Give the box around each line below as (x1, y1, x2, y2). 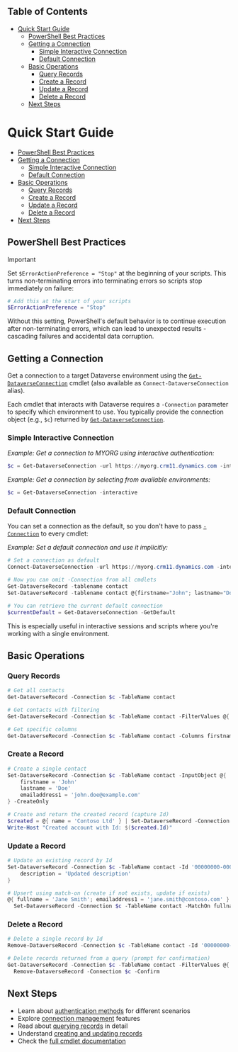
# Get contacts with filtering (7, 706, 100, 714)
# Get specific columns (7, 725, 78, 733)
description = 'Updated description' (20, 870, 132, 877)
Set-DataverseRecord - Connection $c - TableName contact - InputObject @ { (7, 771, 227, 779)
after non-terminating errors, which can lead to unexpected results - (7, 324, 207, 333)
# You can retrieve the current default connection (7, 602, 163, 609)
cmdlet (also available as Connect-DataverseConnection (69, 379, 229, 388)
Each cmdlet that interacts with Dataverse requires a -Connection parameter (7, 400, 229, 409)
